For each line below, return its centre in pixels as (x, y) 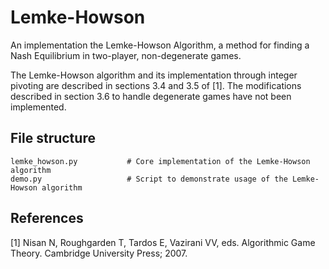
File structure (53, 138)
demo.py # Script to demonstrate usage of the (149, 179)
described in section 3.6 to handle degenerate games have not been (151, 96)
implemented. (38, 107)
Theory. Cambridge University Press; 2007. (99, 253)
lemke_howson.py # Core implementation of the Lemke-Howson (160, 161)
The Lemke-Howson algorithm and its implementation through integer (154, 75)
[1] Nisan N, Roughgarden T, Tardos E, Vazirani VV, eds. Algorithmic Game (163, 242)
